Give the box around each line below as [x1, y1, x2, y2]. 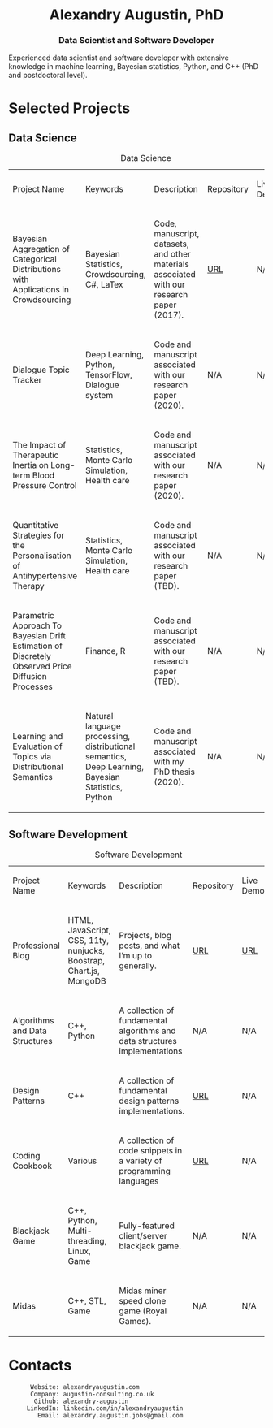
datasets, [154, 238, 189, 249]
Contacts [8, 1357, 72, 1374]
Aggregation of [12, 244, 71, 255]
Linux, [67, 1245, 91, 1257]
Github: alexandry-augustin [33, 1397, 129, 1406]
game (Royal [119, 1305, 167, 1317]
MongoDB [67, 976, 106, 987]
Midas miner [119, 1285, 167, 1296]
